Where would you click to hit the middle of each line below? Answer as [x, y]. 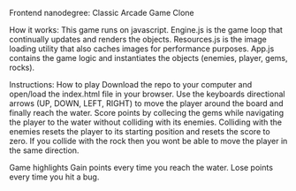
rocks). [22, 67]
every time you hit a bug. [54, 177]
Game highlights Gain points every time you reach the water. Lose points [141, 168]
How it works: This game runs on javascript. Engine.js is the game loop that [146, 30]
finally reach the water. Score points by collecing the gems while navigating [147, 113]
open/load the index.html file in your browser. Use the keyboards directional [147, 94]
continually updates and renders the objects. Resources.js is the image [138, 39]
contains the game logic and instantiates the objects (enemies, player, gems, [149, 58]
